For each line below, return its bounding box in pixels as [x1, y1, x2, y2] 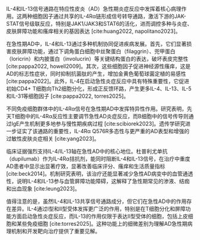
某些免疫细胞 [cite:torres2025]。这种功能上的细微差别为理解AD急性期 [16, 220, 188, 227]
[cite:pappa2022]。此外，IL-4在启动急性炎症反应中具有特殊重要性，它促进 [6, 78, 190, 85]
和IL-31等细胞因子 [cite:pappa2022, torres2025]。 [6, 93, 130, 100]
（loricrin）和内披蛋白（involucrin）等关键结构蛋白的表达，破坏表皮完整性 [6, 56, 189, 62]
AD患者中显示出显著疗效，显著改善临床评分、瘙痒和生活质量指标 [6, 163, 165, 170]
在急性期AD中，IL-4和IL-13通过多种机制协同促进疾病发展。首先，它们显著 [6, 41, 187, 47]
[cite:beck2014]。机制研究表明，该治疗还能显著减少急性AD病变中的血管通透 [6, 170, 193, 177]
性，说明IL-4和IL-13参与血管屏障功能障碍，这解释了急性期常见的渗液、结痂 [6, 178, 190, 184]
